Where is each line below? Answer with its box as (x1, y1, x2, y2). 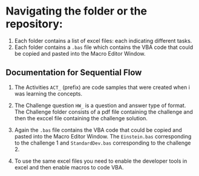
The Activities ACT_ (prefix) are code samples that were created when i (14, 83, 190, 91)
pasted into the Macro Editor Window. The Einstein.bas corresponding (14, 132, 192, 140)
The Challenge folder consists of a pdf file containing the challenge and (14, 108, 193, 116)
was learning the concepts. (14, 90, 83, 97)
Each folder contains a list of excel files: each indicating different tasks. (14, 37, 192, 44)
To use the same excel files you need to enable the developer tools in (14, 157, 188, 165)
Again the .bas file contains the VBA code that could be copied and (14, 126, 182, 134)
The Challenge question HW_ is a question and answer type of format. (14, 102, 186, 109)
